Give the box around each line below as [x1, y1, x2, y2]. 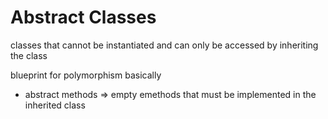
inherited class [24, 99, 86, 111]
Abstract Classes [10, 6, 157, 29]
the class [10, 49, 48, 61]
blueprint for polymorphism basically [10, 69, 162, 81]
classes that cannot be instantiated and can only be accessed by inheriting [10, 39, 319, 51]
